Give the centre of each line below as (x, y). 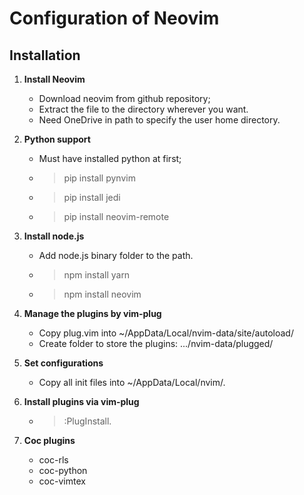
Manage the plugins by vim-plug (92, 313)
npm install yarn (97, 275)
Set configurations (63, 363)
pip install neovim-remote (116, 216)
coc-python (63, 470)
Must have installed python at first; (110, 158)
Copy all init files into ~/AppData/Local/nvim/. (132, 382)
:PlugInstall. (87, 421)
